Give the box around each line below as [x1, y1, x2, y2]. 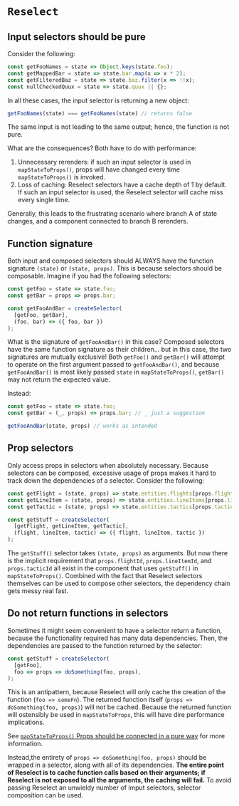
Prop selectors [7, 442, 74, 454]
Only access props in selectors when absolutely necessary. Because [7, 461, 208, 469]
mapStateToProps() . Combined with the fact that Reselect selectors [7, 572, 203, 580]
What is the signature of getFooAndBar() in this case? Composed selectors [7, 337, 225, 346]
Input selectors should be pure [7, 31, 146, 43]
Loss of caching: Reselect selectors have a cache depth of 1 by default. [17, 180, 228, 189]
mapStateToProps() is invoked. [17, 173, 105, 182]
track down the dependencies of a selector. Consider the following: [7, 476, 205, 485]
